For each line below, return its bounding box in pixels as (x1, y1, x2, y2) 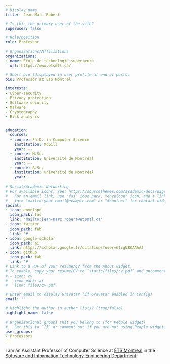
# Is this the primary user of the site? (5, 21, 94, 26)
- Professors (5, 334, 33, 339)
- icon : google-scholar (5, 236, 56, 241)
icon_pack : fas (10, 212, 42, 217)
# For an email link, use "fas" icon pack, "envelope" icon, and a (5, 193, 155, 199)
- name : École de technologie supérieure (5, 58, 94, 63)
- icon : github (5, 250, 37, 255)
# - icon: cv (5, 274, 33, 279)
